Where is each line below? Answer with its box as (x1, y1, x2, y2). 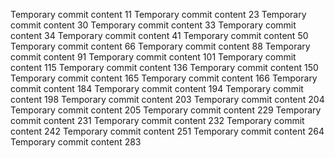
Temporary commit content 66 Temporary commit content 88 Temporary (10, 40, 311, 52)
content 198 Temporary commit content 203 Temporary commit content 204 (10, 94, 325, 105)
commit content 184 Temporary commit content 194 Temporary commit (10, 83, 304, 94)
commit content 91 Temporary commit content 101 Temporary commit (10, 51, 297, 63)
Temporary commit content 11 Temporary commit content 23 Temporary (10, 9, 307, 20)
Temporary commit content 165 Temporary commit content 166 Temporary (10, 72, 318, 84)
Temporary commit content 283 (10, 136, 142, 148)
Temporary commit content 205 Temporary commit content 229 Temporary (10, 104, 322, 116)
